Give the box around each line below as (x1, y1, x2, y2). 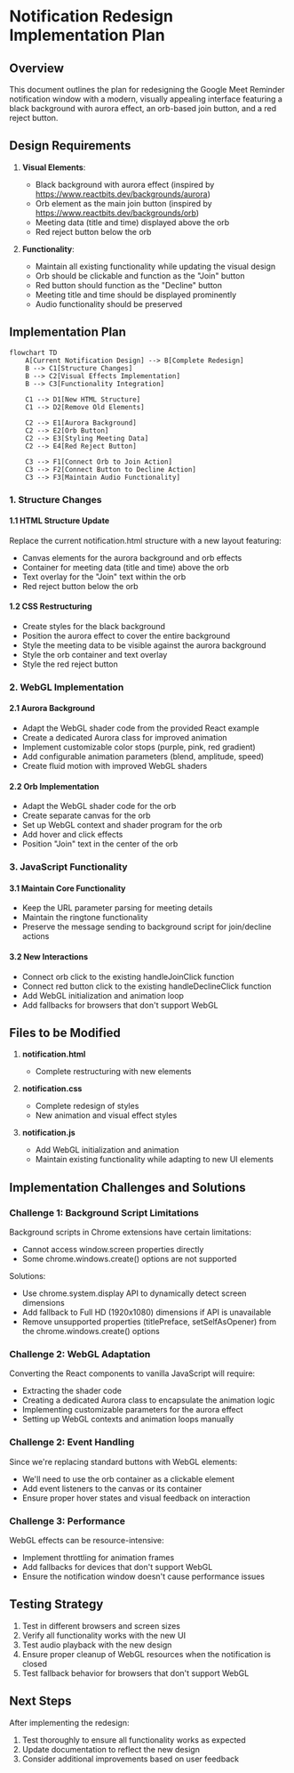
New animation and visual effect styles (35, 1110, 178, 1121)
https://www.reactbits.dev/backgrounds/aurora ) (35, 189, 211, 199)
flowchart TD (9, 348, 58, 357)
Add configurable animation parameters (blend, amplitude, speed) (21, 751, 265, 762)
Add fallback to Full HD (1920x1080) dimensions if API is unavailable (21, 1307, 272, 1318)
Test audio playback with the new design (21, 1639, 172, 1650)
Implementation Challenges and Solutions (9, 1179, 246, 1194)
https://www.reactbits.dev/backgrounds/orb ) (35, 207, 200, 218)
